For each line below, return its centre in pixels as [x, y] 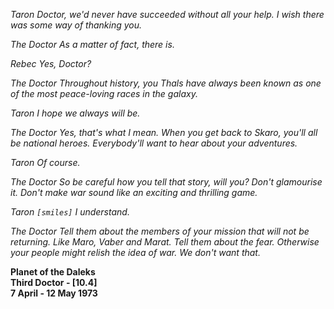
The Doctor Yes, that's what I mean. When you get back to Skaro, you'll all [164, 132]
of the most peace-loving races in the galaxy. [104, 93]
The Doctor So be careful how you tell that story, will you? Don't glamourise [166, 182]
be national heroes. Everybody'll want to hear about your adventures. [154, 143]
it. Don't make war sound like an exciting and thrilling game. [134, 192]
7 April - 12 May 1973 [54, 293]
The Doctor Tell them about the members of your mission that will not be [160, 231]
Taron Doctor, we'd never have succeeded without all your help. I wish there [167, 14]
